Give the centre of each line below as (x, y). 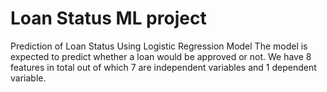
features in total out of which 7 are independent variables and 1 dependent (163, 67)
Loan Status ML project (108, 18)
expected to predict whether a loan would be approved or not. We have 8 (161, 56)
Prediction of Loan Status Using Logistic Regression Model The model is (159, 46)
